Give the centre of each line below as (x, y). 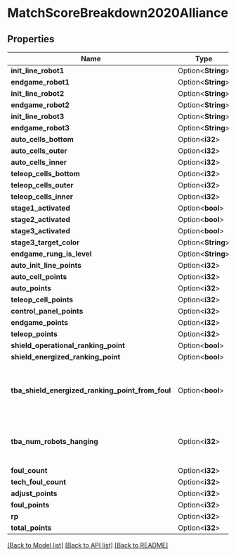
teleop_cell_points (42, 299)
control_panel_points (47, 311)
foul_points (30, 505)
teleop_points (34, 334)
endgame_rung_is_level (51, 254)
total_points (31, 528)
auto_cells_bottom (42, 139)
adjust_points (34, 493)
